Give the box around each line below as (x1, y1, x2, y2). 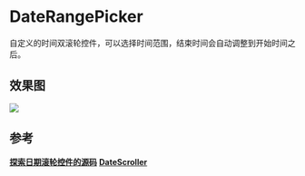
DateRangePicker (9, 6, 143, 27)
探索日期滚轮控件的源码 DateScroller (9, 156, 148, 167)
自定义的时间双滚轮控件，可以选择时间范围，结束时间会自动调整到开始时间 (9, 37, 288, 48)
